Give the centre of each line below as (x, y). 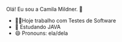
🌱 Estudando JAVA (37, 27)
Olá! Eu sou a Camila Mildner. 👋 (45, 9)
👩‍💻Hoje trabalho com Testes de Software (65, 20)
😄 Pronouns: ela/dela (41, 33)
